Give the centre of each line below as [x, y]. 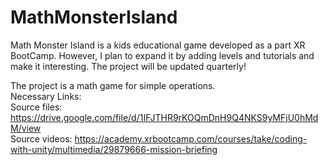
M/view [26, 128]
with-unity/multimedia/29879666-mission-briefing [114, 149]
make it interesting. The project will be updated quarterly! [128, 66]
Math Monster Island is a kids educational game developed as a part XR [158, 45]
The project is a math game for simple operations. [113, 85]
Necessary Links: [46, 96]
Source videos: [41, 138]
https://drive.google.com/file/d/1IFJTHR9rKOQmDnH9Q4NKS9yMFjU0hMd [164, 117]
